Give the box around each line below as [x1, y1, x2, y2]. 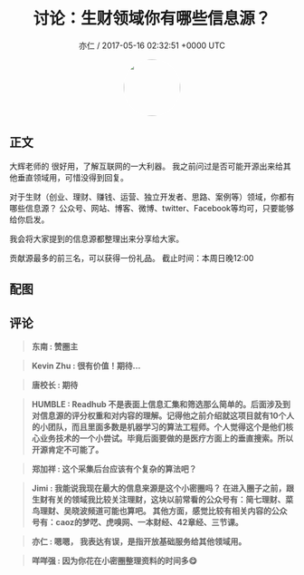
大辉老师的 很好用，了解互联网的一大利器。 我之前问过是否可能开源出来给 [9, 161, 283, 171]
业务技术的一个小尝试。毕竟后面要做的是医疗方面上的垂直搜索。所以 [39, 433, 294, 443]
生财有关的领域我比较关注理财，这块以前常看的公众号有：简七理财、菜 [31, 493, 294, 504]
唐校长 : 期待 [31, 379, 79, 390]
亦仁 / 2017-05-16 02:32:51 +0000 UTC [78, 40, 226, 51]
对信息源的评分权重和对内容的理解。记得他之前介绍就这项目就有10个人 [31, 410, 295, 421]
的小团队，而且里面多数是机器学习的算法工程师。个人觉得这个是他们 [31, 421, 286, 432]
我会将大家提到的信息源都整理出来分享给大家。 [9, 233, 184, 244]
